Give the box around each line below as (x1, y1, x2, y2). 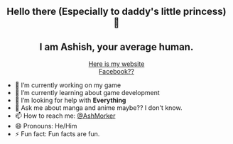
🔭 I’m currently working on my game (14, 81, 121, 89)
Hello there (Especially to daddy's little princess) (6, 6, 227, 18)
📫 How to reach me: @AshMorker (14, 111, 116, 120)
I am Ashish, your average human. (39, 40, 194, 52)
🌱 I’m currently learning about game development (14, 89, 161, 97)
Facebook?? (99, 67, 134, 76)
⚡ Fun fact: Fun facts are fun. (14, 130, 100, 138)
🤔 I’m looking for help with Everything (14, 96, 126, 105)
